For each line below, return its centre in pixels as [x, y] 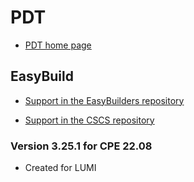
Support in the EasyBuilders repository [104, 100]
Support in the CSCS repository [89, 120]
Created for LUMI [60, 168]
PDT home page [58, 45]
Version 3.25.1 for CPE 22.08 [81, 146]
